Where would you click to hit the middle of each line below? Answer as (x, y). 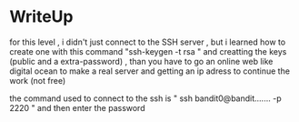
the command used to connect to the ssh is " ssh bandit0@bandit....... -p (145, 98)
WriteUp (42, 17)
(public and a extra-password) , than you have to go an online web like (141, 61)
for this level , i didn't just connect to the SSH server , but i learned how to (148, 42)
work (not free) (38, 80)
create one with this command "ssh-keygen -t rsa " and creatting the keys (148, 51)
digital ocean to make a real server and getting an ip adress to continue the (150, 71)
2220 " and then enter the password (77, 107)
